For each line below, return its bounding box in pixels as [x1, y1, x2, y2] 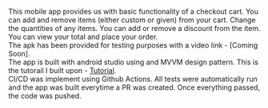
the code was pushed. [8, 91, 82, 100]
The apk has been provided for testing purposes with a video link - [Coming [8, 40, 258, 50]
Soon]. [8, 49, 30, 58]
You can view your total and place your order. [8, 32, 158, 41]
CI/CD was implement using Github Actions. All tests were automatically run [8, 75, 258, 83]
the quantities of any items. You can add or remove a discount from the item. [8, 24, 261, 33]
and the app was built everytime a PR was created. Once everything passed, [8, 83, 261, 92]
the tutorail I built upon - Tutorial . [8, 66, 117, 75]
